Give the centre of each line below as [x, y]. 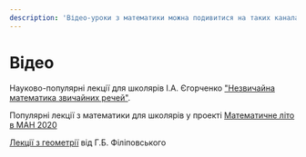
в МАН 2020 [33, 124]
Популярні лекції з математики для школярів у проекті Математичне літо [152, 115]
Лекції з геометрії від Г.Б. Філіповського [88, 142]
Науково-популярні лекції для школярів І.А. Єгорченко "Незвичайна [143, 88]
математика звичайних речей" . [70, 97]
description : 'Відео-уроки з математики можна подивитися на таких [140, 18]
